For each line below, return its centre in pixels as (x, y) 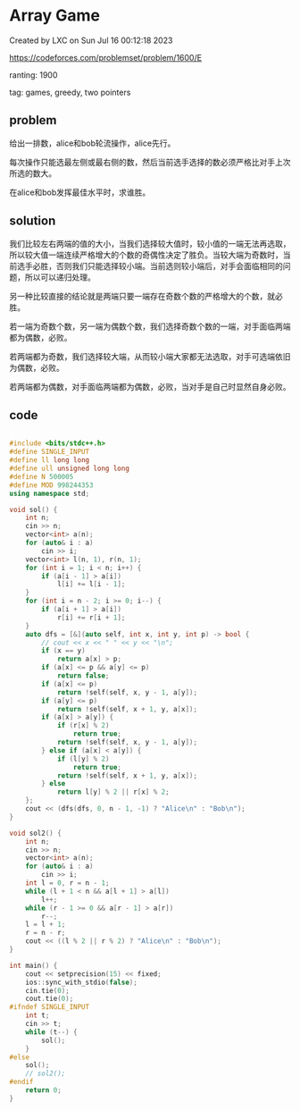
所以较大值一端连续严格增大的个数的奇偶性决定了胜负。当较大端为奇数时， (146, 255)
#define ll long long (50, 460)
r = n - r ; (46, 933)
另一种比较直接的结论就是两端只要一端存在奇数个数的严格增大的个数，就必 (146, 296)
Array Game (55, 16)
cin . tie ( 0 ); (47, 990)
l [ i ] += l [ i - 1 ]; (91, 585)
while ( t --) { (51, 1032)
